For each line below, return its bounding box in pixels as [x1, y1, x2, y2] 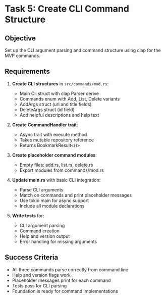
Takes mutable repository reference [19, 137, 94, 143]
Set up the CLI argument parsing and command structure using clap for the [5, 47, 161, 53]
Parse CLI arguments [19, 186, 64, 192]
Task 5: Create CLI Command [5, 3, 130, 15]
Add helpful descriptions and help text [19, 112, 99, 118]
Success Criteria [5, 253, 59, 262]
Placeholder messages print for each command [12, 277, 111, 283]
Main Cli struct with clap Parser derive [19, 90, 99, 96]
